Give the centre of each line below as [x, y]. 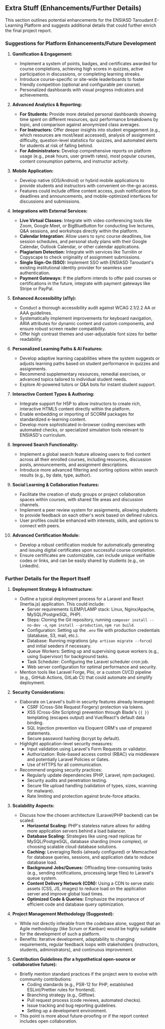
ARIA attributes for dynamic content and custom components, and [87, 324]
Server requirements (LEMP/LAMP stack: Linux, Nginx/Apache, [91, 609]
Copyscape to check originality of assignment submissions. [80, 257]
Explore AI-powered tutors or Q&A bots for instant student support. [88, 385]
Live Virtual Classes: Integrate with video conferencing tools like [85, 220]
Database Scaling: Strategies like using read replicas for [84, 836]
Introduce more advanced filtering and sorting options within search [89, 470]
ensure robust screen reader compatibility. [63, 329]
